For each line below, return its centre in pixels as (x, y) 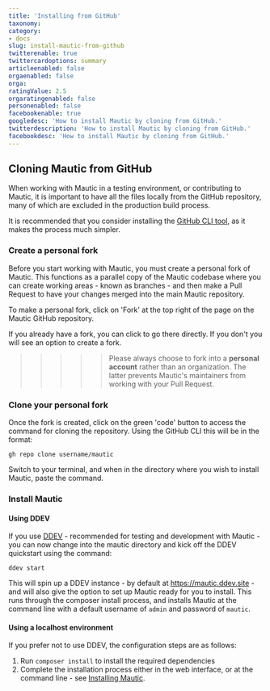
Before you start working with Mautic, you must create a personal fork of (129, 268)
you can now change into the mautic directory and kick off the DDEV (122, 545)
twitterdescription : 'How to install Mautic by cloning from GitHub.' (130, 129)
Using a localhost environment (61, 627)
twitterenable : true (43, 53)
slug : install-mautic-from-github (67, 46)
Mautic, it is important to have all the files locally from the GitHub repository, (135, 197)
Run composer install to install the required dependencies (118, 661)
